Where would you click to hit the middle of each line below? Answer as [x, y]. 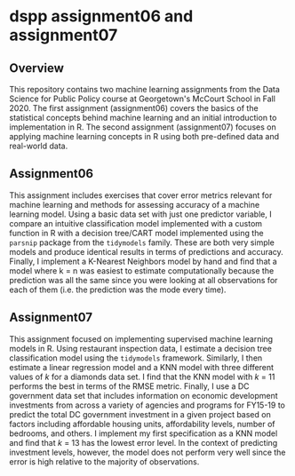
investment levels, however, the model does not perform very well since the [147, 452]
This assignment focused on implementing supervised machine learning [141, 338]
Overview [37, 68]
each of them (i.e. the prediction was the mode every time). [118, 290]
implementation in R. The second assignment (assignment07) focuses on [143, 127]
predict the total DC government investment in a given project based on [140, 414]
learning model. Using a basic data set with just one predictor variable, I [141, 214]
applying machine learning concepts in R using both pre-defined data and [144, 136]
